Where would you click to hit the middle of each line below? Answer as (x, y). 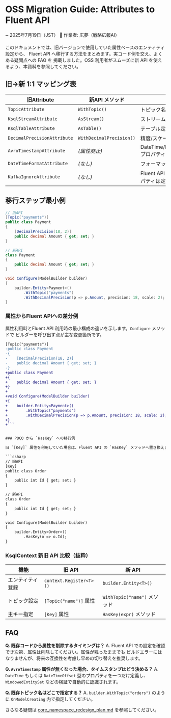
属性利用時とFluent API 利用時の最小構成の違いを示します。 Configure (78, 328)
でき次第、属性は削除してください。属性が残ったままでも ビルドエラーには (84, 652)
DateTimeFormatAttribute (38, 163)
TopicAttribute (26, 109)
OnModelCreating (28, 700)
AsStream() (91, 119)
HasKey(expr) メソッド (129, 614)
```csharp (16, 457)
